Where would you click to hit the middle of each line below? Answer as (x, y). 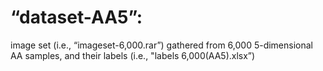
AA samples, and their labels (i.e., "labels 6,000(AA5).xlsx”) (133, 55)
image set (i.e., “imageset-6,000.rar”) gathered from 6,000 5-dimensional (162, 45)
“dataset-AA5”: (76, 17)
